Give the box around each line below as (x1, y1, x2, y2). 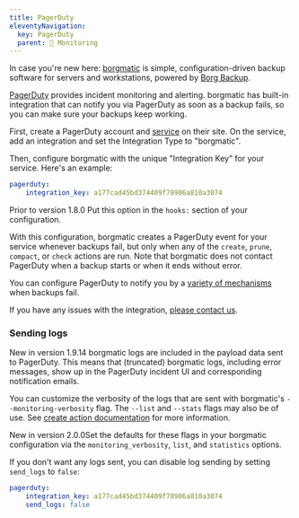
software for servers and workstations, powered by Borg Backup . (9, 73, 251, 83)
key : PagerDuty (17, 30, 75, 39)
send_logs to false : (9, 466, 80, 477)
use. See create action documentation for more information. (9, 412, 231, 423)
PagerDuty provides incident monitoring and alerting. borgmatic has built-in (9, 90, 289, 101)
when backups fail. (9, 287, 80, 297)
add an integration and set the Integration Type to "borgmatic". (9, 136, 242, 146)
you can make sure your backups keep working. (9, 109, 187, 119)
